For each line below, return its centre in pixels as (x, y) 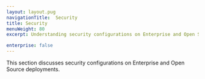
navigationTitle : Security (42, 18)
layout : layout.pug (31, 12)
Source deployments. (33, 69)
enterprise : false (30, 46)
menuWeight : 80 (26, 29)
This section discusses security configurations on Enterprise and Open (95, 63)
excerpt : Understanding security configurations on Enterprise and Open (101, 35)
